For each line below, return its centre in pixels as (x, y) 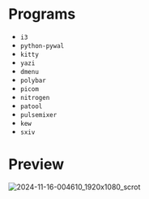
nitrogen (35, 97)
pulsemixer (38, 115)
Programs (42, 14)
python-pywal (42, 45)
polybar (33, 80)
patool (31, 106)
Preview (36, 164)
